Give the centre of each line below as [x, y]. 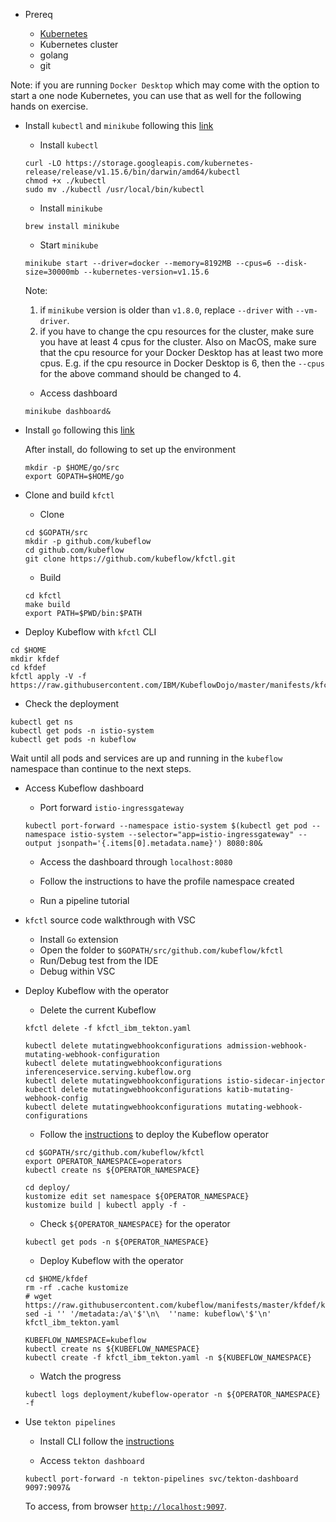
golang [54, 55]
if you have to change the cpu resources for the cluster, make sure [177, 331]
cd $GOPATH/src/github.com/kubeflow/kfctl [114, 1153]
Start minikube [69, 245]
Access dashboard [78, 393]
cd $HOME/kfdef [56, 1279]
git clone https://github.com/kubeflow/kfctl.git [130, 559]
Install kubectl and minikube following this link [119, 125]
